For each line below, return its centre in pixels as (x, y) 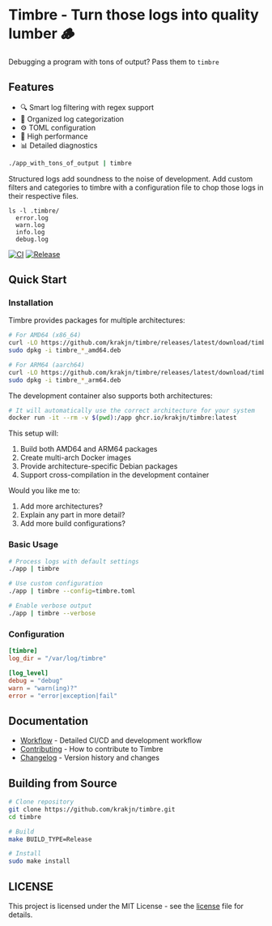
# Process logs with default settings (74, 561)
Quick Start (38, 280)
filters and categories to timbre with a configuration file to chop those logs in (136, 187)
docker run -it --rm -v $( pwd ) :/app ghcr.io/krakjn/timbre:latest (123, 418)
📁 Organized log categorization (72, 118)
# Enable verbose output (50, 606)
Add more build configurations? (72, 524)
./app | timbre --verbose (52, 613)
